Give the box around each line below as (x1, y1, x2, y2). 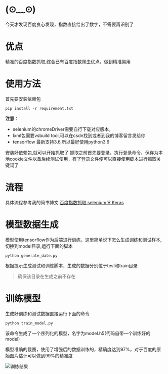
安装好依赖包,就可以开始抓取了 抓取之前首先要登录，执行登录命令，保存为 (5, 149, 158, 156)
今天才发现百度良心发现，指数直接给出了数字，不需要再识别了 (5, 21, 134, 27)
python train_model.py (5, 320, 53, 325)
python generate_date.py (5, 253, 58, 258)
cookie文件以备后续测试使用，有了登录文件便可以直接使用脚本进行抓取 (9, 156, 157, 162)
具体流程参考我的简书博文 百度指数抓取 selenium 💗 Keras (5, 199, 124, 205)
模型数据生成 (5, 219, 59, 230)
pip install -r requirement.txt (5, 106, 73, 111)
